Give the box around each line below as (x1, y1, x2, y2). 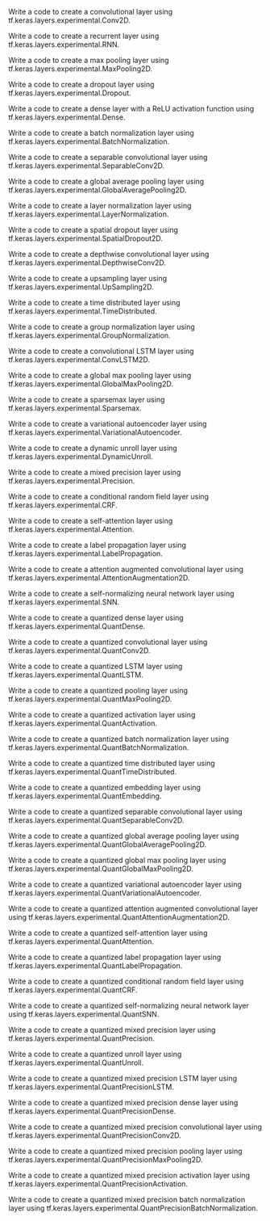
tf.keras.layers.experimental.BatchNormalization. (8, 137, 170, 146)
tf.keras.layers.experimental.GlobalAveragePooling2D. (8, 185, 187, 195)
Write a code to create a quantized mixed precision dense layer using (8, 1098, 239, 1107)
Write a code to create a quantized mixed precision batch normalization (8, 1195, 246, 1204)
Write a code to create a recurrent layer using (8, 32, 160, 40)
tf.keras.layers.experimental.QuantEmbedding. (8, 791, 162, 801)
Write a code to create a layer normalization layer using (8, 201, 192, 210)
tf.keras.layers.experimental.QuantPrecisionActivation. (8, 1179, 188, 1189)
